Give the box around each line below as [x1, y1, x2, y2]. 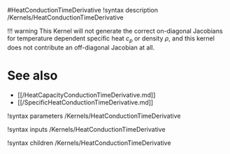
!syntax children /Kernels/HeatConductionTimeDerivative [7, 139, 171, 147]
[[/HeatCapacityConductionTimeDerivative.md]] [17, 91, 156, 99]
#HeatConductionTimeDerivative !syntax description [7, 6, 159, 14]
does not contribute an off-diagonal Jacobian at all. [7, 43, 155, 52]
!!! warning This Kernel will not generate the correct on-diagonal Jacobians [7, 27, 223, 35]
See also [7, 68, 58, 83]
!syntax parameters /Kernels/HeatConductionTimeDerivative [7, 111, 181, 120]
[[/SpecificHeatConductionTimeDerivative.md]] [17, 98, 154, 107]
